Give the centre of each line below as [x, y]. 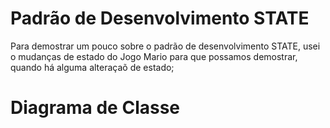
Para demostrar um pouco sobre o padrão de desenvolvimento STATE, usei [165, 46]
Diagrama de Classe [95, 108]
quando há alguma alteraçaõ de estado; [92, 67]
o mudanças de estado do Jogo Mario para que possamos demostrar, [154, 56]
